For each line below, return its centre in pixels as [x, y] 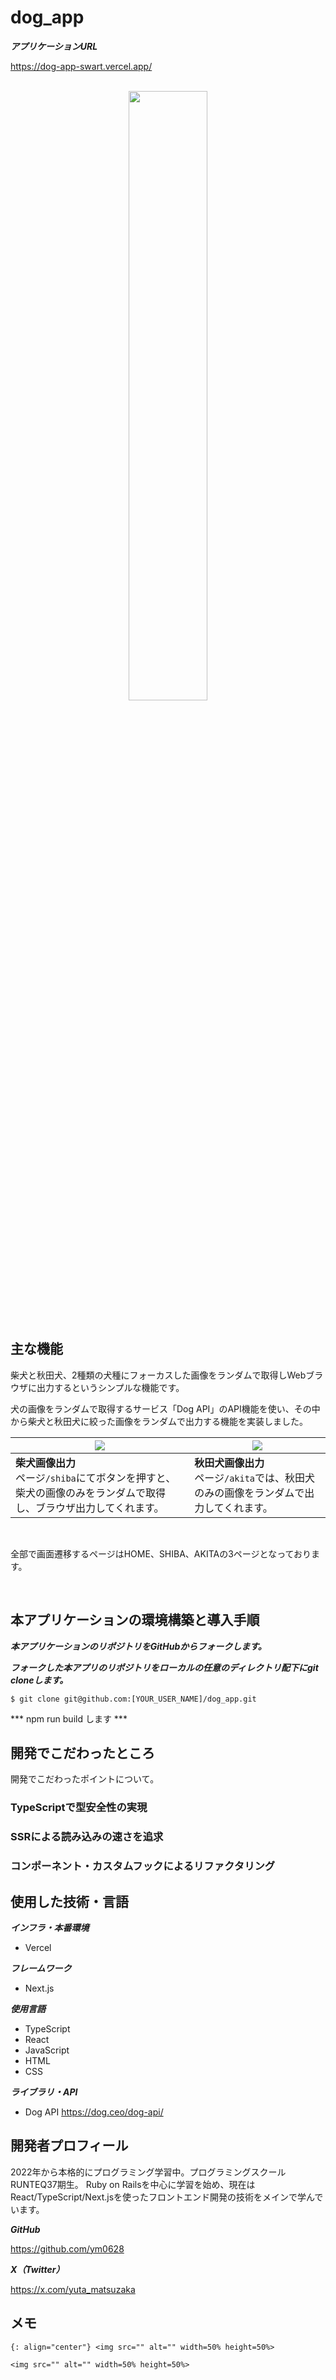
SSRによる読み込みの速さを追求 [87, 1837]
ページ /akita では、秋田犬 [255, 1478]
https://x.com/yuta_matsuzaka [73, 2289]
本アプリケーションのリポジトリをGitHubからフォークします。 [138, 1646]
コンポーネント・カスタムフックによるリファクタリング [143, 1866]
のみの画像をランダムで [249, 1493]
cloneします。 [39, 1680]
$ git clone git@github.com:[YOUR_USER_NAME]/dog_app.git [133, 1699]
